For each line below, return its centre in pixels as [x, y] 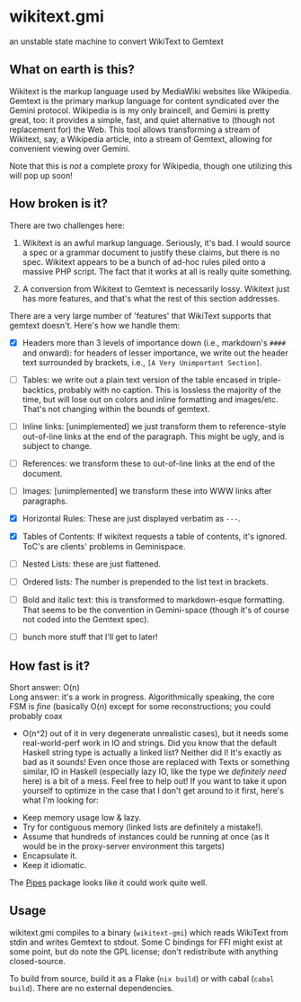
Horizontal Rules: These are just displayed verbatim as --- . [131, 518]
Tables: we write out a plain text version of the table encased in [139, 380]
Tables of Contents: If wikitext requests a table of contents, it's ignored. [155, 536]
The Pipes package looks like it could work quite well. [109, 883]
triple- [270, 380]
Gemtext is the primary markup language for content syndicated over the [145, 101]
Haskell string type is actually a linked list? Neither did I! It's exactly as [152, 752]
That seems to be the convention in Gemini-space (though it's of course [156, 610]
